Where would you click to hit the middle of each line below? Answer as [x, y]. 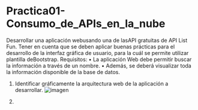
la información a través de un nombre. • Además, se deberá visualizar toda [99, 65]
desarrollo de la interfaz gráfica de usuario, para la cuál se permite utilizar [97, 53]
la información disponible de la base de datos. [63, 72]
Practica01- [36, 11]
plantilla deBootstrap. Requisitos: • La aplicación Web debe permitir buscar [99, 59]
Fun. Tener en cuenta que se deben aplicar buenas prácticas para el [91, 47]
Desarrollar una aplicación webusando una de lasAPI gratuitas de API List [97, 40]
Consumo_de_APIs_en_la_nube [86, 24]
